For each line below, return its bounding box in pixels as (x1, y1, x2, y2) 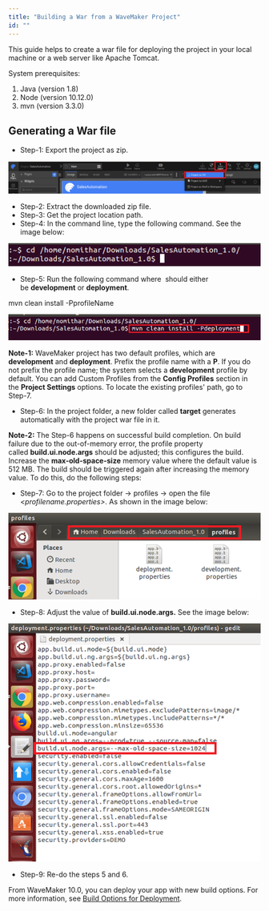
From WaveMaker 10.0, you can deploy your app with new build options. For (8, 885, 259, 895)
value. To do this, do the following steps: (8, 472, 142, 482)
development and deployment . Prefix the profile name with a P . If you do (8, 356, 251, 366)
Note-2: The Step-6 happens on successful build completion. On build (8, 430, 242, 439)
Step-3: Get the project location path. (19, 210, 143, 219)
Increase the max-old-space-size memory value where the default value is (8, 456, 258, 465)
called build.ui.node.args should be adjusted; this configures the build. (8, 447, 244, 456)
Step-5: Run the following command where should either (19, 275, 209, 284)
